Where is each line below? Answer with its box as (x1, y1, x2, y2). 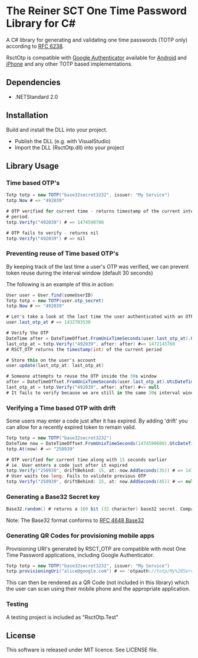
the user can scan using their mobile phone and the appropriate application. (6, 585, 190, 592)
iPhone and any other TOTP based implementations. (6, 60, 133, 67)
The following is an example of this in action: (6, 280, 114, 288)
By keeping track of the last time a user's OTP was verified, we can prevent (6, 263, 189, 270)
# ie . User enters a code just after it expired (6, 462, 128, 468)
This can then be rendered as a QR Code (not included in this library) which (6, 579, 190, 586)
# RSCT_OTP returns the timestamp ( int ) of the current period (6, 346, 162, 353)
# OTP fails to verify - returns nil (6, 230, 99, 236)
